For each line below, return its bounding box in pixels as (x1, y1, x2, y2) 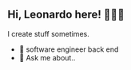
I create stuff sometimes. (7, 29, 89, 38)
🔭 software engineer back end (18, 45, 119, 54)
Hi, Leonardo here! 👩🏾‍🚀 (7, 8, 125, 21)
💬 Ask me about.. (18, 52, 76, 62)
